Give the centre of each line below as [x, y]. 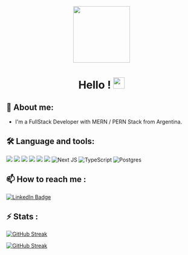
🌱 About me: [30, 107]
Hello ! [95, 85]
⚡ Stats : [22, 217]
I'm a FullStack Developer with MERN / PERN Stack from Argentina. [99, 122]
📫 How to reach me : [46, 179]
